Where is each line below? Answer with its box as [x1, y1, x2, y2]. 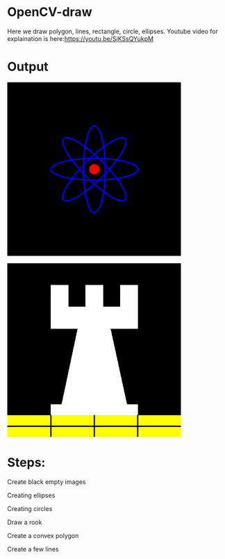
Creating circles [7, 504, 53, 512]
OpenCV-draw [7, 4, 92, 20]
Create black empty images [7, 477, 86, 486]
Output [7, 59, 49, 75]
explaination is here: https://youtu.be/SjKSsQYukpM [7, 34, 154, 42]
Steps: [7, 455, 46, 471]
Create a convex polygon [7, 531, 79, 540]
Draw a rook [7, 518, 42, 526]
